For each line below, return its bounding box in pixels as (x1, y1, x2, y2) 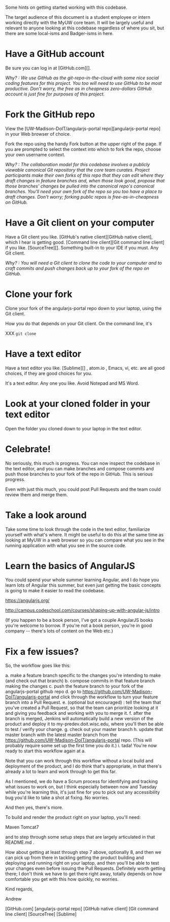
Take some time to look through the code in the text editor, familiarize (5, 526, 151, 532)
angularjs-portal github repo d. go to (5, 688, 82, 695)
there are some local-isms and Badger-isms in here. (5, 30, 114, 36)
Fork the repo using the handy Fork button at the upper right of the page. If (5, 141, 162, 147)
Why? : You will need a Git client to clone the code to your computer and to (5, 260, 162, 266)
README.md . (5, 839, 35, 845)
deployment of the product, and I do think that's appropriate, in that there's (5, 763, 162, 769)
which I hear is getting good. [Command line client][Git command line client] (5, 239, 165, 245)
